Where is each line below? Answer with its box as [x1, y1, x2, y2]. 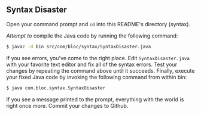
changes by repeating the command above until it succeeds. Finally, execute [6, 67, 195, 74]
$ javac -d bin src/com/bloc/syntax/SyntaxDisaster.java [6, 43, 151, 49]
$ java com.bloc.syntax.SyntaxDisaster [6, 85, 106, 91]
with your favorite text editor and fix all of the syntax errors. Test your [6, 61, 178, 68]
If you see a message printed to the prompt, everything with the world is [6, 95, 184, 103]
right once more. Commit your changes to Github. [6, 102, 129, 109]
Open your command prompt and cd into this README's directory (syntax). [6, 20, 190, 27]
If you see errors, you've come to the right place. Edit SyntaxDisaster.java [6, 54, 190, 61]
